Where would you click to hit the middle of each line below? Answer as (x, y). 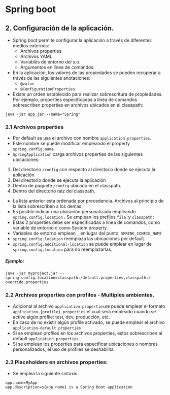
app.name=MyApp (21, 383)
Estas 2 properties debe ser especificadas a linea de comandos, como (86, 222)
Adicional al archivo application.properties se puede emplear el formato (89, 306)
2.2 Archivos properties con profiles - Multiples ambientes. (80, 295)
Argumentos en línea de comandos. (57, 67)
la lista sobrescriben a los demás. (47, 206)
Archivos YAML (36, 56)
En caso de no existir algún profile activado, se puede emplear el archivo (89, 322)
